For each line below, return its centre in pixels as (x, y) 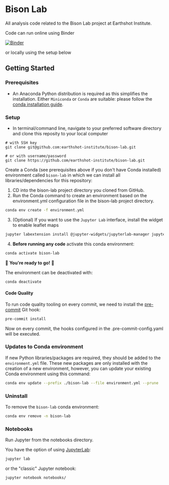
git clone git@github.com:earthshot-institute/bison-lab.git (71, 147)
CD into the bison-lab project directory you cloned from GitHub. (78, 190)
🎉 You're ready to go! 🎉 (30, 263)
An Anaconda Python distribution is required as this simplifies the (80, 94)
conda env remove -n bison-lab (38, 416)
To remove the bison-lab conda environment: (52, 407)
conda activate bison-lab (32, 253)
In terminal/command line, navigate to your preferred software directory (87, 128)
